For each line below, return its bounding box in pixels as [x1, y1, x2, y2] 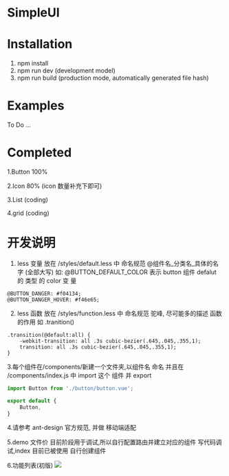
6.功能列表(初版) [7, 462, 54, 470]
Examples [7, 98, 65, 114]
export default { [7, 397, 57, 404]
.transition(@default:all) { [7, 331, 91, 338]
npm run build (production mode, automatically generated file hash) [17, 74, 209, 82]
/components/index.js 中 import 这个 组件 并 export [7, 371, 152, 380]
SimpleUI [7, 5, 60, 21]
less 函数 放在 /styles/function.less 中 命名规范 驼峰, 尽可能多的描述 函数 [17, 309, 222, 318]
